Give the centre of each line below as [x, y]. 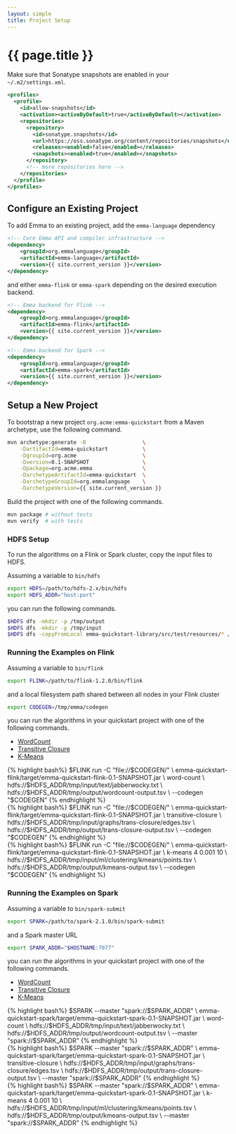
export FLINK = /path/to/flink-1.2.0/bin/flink [75, 681]
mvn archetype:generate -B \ [77, 442]
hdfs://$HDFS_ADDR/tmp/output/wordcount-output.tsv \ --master [103, 1033]
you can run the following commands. [62, 608]
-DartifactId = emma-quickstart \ [83, 449]
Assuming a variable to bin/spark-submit [66, 908]
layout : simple [29, 14]
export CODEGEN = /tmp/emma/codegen [58, 707]
